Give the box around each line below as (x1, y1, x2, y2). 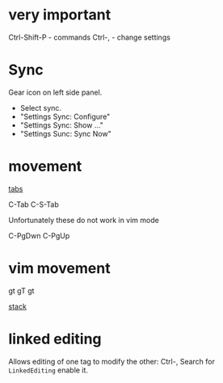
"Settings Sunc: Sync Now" (19, 128, 111, 138)
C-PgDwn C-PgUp (8, 230, 70, 240)
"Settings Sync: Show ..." (19, 120, 103, 130)
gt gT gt (8, 285, 35, 296)
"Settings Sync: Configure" (19, 112, 111, 121)
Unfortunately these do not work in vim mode (8, 215, 159, 225)
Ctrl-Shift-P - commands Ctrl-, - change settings (8, 32, 171, 42)
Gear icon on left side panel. (8, 87, 103, 97)
